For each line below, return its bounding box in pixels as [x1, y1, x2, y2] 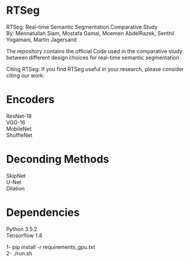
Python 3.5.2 [6, 225, 38, 233]
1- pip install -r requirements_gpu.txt [6, 243, 95, 251]
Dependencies [6, 206, 80, 219]
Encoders [6, 93, 55, 106]
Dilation [6, 184, 25, 192]
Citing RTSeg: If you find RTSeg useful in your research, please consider [6, 65, 185, 72]
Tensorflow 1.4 [6, 232, 43, 239]
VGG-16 [6, 119, 26, 126]
